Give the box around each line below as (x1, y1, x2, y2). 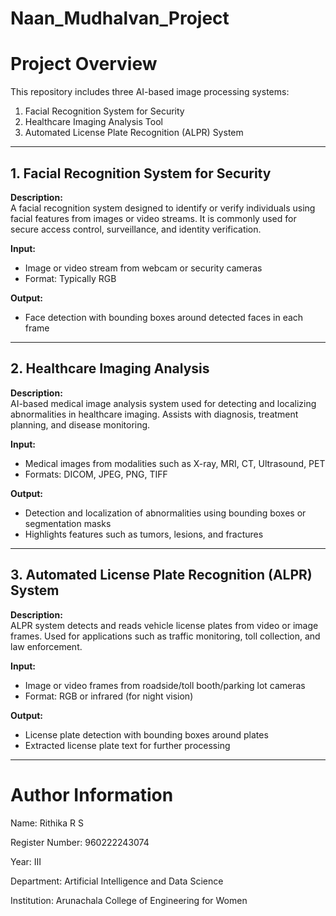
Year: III (10, 855, 42, 867)
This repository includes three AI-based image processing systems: (10, 86, 290, 98)
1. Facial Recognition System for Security (10, 165, 272, 182)
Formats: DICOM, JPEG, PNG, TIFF (24, 468, 168, 480)
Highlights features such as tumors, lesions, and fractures (24, 528, 264, 540)
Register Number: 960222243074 (10, 836, 150, 848)
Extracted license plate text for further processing (24, 739, 231, 751)
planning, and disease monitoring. (10, 418, 151, 431)
